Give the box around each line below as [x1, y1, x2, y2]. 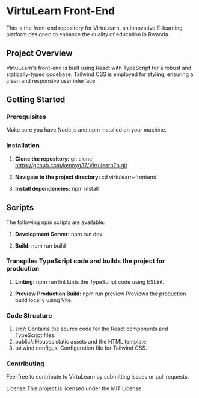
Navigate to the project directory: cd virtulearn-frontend [14, 173, 157, 181]
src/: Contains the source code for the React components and [14, 325, 168, 333]
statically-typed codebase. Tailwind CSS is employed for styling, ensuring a [6, 71, 194, 78]
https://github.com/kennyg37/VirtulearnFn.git [14, 161, 127, 169]
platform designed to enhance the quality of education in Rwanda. [6, 30, 170, 37]
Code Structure [6, 311, 52, 319]
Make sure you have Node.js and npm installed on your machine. [6, 126, 167, 133]
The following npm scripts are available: [6, 219, 105, 226]
